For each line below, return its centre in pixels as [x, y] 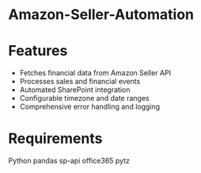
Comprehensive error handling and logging [90, 107]
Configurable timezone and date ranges [84, 98]
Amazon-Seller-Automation [101, 15]
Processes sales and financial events [80, 82]
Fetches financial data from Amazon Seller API [95, 73]
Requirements [55, 138]
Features [38, 51]
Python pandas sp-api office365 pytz [69, 161]
